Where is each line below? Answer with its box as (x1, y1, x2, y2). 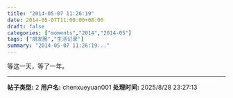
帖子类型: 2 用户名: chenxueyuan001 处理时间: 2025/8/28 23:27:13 (7, 84, 198, 91)
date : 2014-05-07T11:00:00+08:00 (7, 17, 104, 23)
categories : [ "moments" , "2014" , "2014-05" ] (7, 29, 132, 37)
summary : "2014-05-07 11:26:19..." (7, 42, 110, 49)
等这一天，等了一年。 (7, 62, 68, 70)
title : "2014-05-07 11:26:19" (7, 10, 95, 17)
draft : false (7, 23, 45, 30)
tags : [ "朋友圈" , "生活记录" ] (7, 36, 85, 43)
